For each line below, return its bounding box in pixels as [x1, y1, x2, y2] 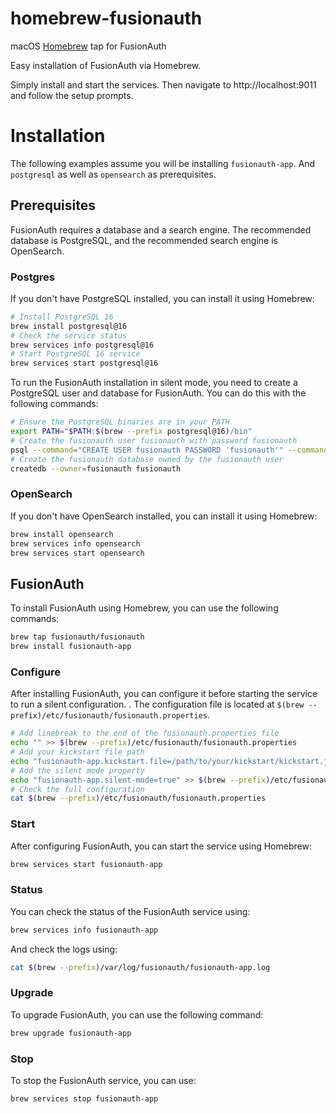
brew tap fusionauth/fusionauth [10, 632, 145, 642]
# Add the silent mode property [10, 765, 145, 776]
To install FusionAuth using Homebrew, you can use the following [10, 602, 279, 614]
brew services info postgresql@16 [10, 340, 155, 350]
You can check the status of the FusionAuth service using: [10, 905, 251, 917]
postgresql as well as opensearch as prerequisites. [10, 168, 217, 180]
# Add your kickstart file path [10, 747, 145, 757]
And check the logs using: [10, 943, 118, 955]
